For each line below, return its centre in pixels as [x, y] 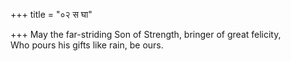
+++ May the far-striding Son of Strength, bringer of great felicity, [146, 34]
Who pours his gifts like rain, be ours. [87, 45]
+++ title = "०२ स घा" [51, 14]
